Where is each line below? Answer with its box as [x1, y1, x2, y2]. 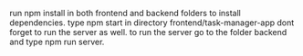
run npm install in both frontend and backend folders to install [9, 8, 242, 18]
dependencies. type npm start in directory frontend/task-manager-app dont [9, 17, 295, 28]
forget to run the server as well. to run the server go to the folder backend [9, 27, 287, 37]
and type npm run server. [9, 36, 105, 47]
